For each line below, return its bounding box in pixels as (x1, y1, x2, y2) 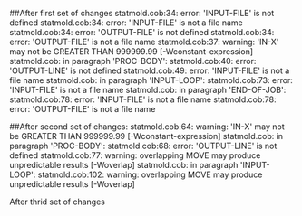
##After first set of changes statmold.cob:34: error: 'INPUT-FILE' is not (9, 8, 275, 18)
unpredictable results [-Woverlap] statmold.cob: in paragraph (9, 160, 239, 170)
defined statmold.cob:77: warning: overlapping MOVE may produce (9, 150, 261, 161)
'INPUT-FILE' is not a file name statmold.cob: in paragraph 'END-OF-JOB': (9, 85, 287, 95)
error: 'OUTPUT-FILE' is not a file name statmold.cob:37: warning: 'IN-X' (9, 36, 279, 47)
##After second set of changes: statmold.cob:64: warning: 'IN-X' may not (9, 121, 285, 132)
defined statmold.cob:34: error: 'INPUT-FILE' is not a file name (9, 17, 243, 28)
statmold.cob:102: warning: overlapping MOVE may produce (37, 169, 263, 180)
